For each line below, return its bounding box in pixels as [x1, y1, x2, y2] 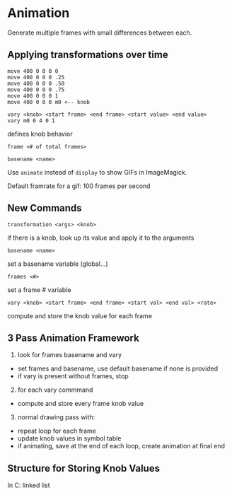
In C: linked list [7, 481, 51, 489]
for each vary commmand [17, 385, 93, 394]
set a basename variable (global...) [7, 260, 108, 268]
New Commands [7, 202, 83, 214]
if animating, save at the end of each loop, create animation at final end [17, 442, 225, 450]
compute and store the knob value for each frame [7, 311, 152, 320]
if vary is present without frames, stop [17, 372, 129, 380]
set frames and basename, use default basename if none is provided [17, 364, 219, 373]
